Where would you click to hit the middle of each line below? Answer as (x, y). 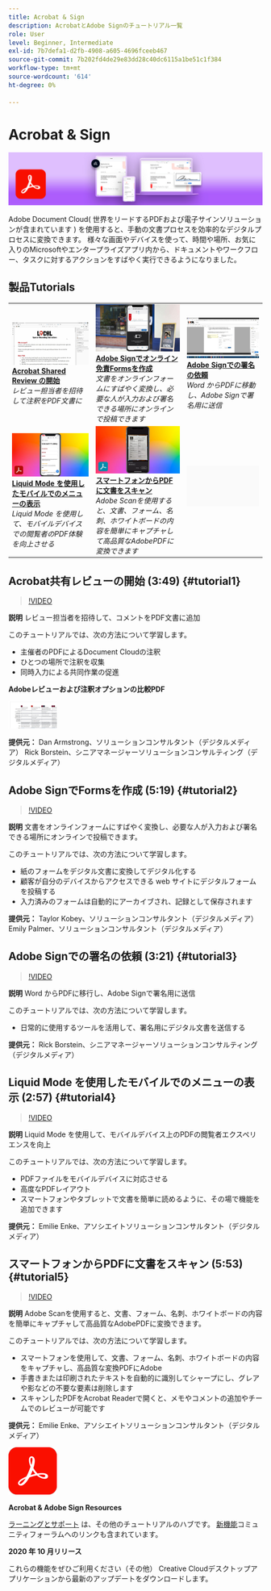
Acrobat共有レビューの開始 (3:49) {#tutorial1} (125, 581)
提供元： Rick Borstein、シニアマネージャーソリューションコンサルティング (133, 1044)
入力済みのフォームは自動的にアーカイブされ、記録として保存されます (136, 902)
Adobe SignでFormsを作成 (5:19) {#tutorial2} (123, 790)
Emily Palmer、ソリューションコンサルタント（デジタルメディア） (118, 929)
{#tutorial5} (39, 1278)
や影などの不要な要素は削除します (77, 1388)
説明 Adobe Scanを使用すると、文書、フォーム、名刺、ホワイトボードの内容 (135, 1313)
